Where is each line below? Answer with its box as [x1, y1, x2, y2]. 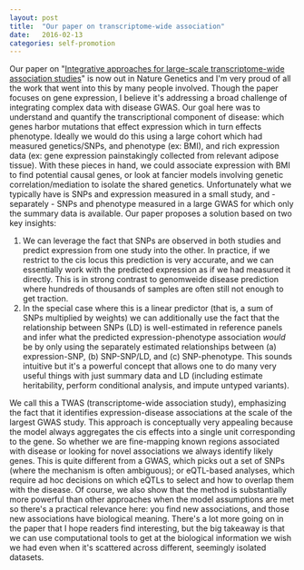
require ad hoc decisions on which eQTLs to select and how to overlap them [9, 475, 295, 486]
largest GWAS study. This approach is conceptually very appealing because [9, 417, 293, 427]
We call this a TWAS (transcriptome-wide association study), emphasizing [9, 398, 287, 408]
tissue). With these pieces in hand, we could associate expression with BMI [9, 160, 290, 171]
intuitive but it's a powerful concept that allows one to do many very [22, 360, 277, 372]
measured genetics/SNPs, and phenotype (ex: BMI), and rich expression [9, 141, 279, 152]
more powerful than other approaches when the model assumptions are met [9, 494, 295, 505]
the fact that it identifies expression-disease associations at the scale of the [9, 408, 293, 418]
